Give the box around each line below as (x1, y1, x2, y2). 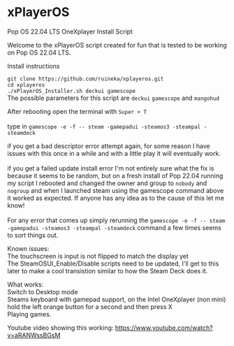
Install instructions (7, 62, 60, 70)
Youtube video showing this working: (7, 323, 114, 332)
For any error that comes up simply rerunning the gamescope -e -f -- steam (7, 216, 226, 224)
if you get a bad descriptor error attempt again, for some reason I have (7, 141, 211, 150)
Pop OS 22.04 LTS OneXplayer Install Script (7, 27, 133, 36)
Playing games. (7, 310, 52, 318)
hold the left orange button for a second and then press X (7, 302, 173, 311)
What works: (7, 280, 44, 289)
